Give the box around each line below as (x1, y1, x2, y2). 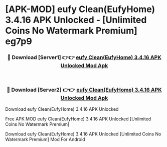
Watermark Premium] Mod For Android (5, 136, 85, 142)
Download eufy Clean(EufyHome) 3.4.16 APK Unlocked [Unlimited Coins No (5, 131, 161, 137)
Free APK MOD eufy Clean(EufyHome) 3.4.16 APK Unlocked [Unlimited (5, 116, 151, 122)
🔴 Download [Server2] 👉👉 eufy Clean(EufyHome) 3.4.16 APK (7, 87, 162, 94)
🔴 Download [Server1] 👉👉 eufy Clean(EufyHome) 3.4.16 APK (7, 54, 161, 61)
